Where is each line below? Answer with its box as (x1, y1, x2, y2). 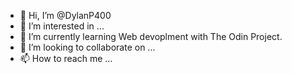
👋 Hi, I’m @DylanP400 (19, 10, 112, 21)
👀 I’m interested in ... (19, 20, 105, 32)
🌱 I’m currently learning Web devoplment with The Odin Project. (19, 31, 283, 42)
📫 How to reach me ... (19, 53, 113, 64)
